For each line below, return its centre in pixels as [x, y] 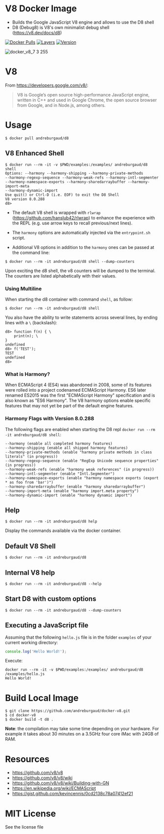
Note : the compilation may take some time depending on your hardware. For [82, 729]
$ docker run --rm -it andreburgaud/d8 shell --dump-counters [70, 261]
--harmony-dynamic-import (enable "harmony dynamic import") [69, 495]
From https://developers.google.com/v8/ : [47, 85]
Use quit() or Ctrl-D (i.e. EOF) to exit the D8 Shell [62, 195]
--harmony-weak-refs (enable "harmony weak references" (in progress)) [80, 469]
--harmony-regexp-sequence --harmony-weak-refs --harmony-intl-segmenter [82, 178]
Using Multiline [23, 288]
